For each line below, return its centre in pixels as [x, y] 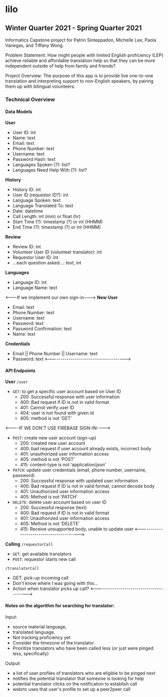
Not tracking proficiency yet [41, 637]
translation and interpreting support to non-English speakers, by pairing [79, 81]
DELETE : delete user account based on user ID [60, 502]
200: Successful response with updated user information [79, 481]
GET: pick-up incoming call [40, 578]
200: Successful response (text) [53, 508]
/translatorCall [22, 569]
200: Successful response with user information [70, 397]
